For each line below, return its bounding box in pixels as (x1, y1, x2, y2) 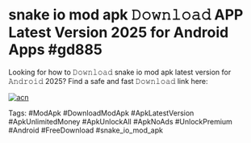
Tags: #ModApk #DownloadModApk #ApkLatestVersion (8, 107, 195, 118)
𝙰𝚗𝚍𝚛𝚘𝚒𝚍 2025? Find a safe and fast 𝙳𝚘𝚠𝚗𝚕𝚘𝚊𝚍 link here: (8, 76, 208, 86)
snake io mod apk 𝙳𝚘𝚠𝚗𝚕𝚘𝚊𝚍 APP (8, 6, 244, 24)
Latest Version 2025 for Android (8, 23, 229, 42)
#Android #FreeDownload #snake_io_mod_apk (8, 125, 164, 135)
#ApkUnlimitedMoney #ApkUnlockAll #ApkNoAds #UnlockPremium (8, 116, 232, 126)
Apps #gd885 (8, 40, 102, 59)
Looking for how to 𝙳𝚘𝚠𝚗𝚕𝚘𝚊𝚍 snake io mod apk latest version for (8, 67, 232, 77)
